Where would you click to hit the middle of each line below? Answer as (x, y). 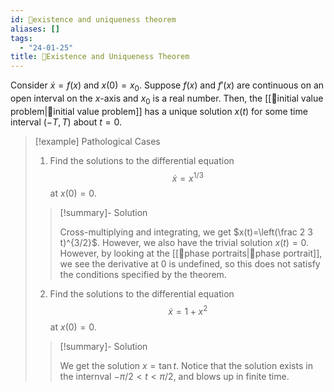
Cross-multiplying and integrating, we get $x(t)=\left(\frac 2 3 (186, 232)
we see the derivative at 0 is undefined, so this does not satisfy (190, 264)
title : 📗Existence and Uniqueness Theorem (100, 57)
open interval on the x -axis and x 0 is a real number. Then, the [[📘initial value (167, 99)
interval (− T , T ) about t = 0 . (66, 122)
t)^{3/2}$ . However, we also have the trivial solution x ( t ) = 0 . (184, 243)
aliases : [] (35, 29)
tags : (21, 38)
